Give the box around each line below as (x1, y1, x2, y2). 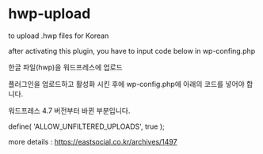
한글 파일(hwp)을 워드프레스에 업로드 (8, 62, 123, 72)
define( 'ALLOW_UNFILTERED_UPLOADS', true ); (8, 122, 165, 131)
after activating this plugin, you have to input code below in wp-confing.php (8, 46, 256, 55)
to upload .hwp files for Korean (8, 31, 109, 40)
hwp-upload (8, 5, 91, 23)
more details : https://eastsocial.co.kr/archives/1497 (8, 137, 177, 146)
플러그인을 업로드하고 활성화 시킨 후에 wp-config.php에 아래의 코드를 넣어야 (8, 79, 246, 88)
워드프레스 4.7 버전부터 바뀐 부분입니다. (8, 106, 131, 115)
